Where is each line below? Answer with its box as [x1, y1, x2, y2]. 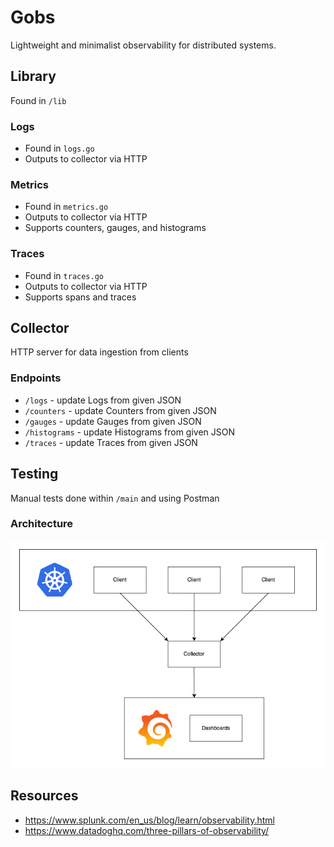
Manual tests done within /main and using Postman [10, 492, 220, 504]
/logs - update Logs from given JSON [24, 394, 182, 406]
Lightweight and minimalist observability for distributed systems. [10, 39, 277, 51]
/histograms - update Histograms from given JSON [24, 426, 236, 438]
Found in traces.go [24, 269, 104, 281]
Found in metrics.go [24, 201, 109, 213]
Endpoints [10, 371, 62, 385]
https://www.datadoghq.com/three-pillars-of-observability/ [24, 824, 270, 836]
